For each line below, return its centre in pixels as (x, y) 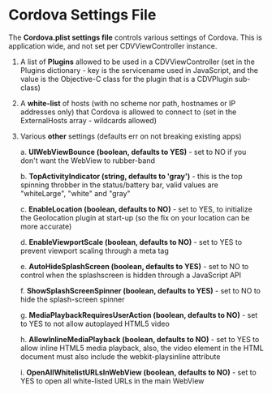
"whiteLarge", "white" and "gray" (76, 193)
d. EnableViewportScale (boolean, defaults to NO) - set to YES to (131, 242)
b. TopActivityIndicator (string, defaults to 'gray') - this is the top (131, 176)
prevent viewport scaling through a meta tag (94, 251)
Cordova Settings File (82, 15)
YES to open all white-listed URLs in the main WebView (112, 381)
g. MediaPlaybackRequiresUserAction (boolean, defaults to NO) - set (139, 315)
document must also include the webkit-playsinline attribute (120, 356)
